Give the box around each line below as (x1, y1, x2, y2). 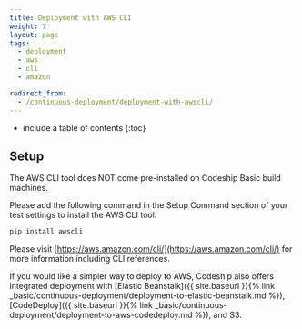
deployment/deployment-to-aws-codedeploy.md (9, 310, 193, 321)
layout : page (9, 30, 59, 39)
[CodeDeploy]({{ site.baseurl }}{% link (9, 300, 153, 311)
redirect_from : (9, 88, 67, 98)
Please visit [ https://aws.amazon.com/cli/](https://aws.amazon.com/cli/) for (9, 244, 293, 254)
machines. (9, 183, 48, 194)
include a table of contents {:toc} (22, 122, 146, 133)
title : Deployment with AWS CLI (9, 13, 132, 23)
